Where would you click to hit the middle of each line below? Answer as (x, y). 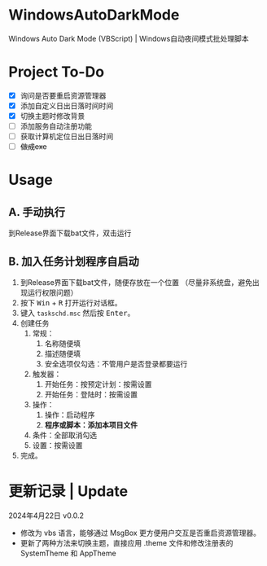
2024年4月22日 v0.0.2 (46, 516)
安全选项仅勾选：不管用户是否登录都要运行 (116, 364)
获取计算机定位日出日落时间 (67, 137)
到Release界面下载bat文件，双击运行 (70, 233)
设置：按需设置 (57, 445)
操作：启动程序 (70, 415)
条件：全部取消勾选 (65, 435)
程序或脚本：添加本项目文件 (91, 425)
